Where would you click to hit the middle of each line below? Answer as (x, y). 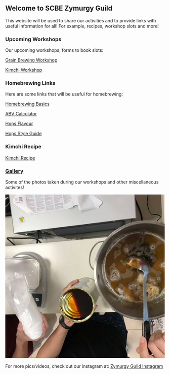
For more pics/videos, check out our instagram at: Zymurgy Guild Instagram (84, 366)
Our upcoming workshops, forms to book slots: (54, 50)
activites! (15, 187)
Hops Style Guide (24, 134)
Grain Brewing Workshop (31, 60)
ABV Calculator (21, 114)
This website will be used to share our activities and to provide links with (81, 20)
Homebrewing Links (30, 83)
